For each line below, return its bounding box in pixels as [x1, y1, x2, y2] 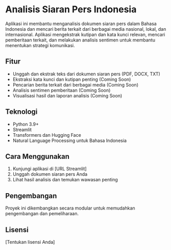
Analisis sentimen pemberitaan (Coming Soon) [12, 87, 111, 93]
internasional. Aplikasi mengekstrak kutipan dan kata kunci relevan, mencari [5, 31, 165, 37]
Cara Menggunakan [5, 152, 70, 161]
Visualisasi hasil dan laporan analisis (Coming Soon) [12, 92, 123, 98]
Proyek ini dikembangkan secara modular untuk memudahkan [5, 205, 135, 211]
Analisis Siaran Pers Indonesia [5, 4, 137, 15]
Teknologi [5, 108, 38, 116]
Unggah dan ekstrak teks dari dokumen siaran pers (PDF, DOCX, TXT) [12, 71, 161, 77]
